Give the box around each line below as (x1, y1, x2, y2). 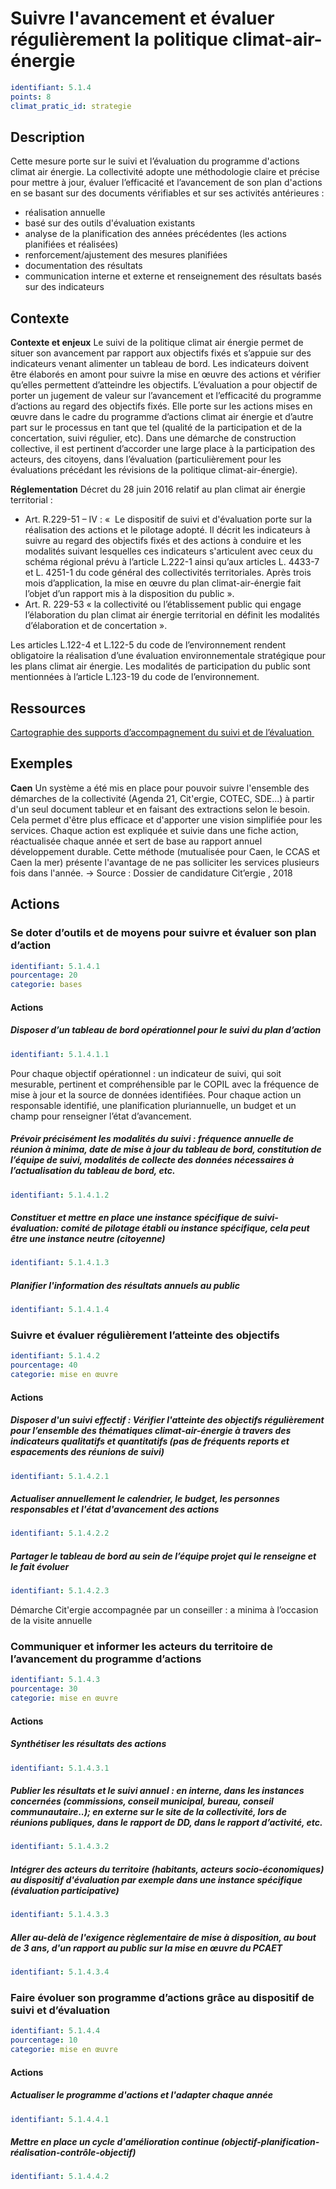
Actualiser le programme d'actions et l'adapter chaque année (10, 2089, 274, 2101)
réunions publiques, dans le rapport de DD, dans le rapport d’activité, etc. (10, 1817, 323, 1829)
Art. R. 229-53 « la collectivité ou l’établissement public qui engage (24, 598, 302, 611)
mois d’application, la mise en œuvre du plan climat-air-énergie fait (24, 577, 302, 589)
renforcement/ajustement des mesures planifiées (24, 249, 228, 261)
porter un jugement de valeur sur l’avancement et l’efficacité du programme (10, 390, 322, 402)
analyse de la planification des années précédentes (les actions (24, 228, 287, 240)
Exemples (10, 755, 73, 772)
